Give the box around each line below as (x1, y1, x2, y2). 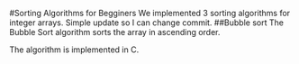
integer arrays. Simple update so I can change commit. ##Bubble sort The (9, 17, 284, 28)
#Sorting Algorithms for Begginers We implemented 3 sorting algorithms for (9, 8, 291, 18)
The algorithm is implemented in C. (9, 44, 140, 55)
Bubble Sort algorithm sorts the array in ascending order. (9, 27, 221, 37)
